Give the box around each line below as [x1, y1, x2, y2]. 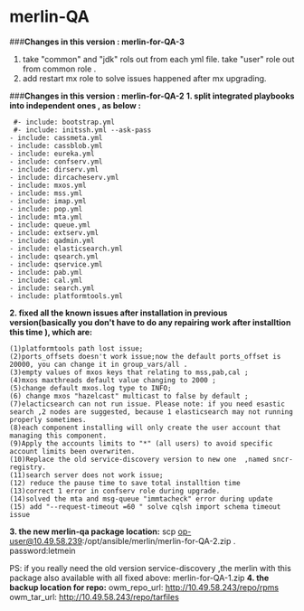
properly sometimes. [9, 415, 88, 424]
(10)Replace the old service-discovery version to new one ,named [9, 455, 270, 464]
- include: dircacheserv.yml [9, 173, 119, 182]
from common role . [22, 63, 97, 74]
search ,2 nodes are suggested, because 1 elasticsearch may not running [9, 407, 294, 417]
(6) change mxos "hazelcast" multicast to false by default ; [9, 391, 249, 400]
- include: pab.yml [9, 268, 83, 277]
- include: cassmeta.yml [9, 133, 103, 142]
